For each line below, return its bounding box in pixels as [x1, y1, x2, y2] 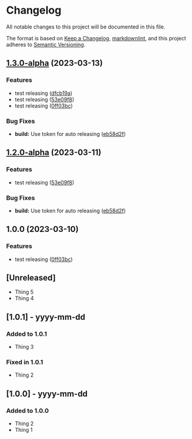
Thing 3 [14, 343, 34, 351]
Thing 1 [14, 427, 33, 434]
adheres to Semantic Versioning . [6, 41, 86, 48]
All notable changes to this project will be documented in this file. [6, 23, 166, 30]
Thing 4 [14, 295, 34, 302]
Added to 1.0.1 [6, 330, 47, 338]
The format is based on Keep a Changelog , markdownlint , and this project [6, 34, 187, 42]
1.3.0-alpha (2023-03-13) [6, 58, 103, 68]
